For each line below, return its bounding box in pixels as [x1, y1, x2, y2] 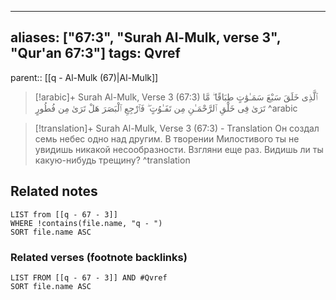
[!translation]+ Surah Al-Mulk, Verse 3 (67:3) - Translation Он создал [34, 122, 320, 134]
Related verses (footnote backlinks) [10, 250, 188, 264]
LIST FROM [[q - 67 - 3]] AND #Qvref [10, 272, 168, 283]
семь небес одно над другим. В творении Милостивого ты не [34, 132, 300, 145]
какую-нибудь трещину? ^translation [34, 154, 191, 166]
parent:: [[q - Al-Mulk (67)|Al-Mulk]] [10, 71, 159, 83]
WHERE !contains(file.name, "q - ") [10, 218, 163, 228]
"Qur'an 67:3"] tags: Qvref [10, 45, 181, 62]
